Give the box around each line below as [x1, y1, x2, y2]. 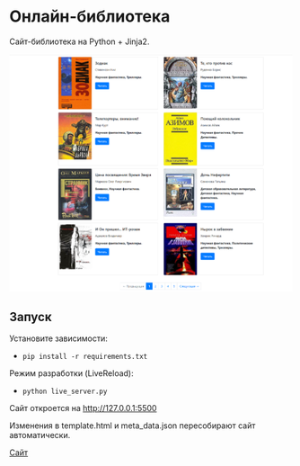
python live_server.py [22, 387, 108, 397]
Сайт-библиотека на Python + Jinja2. [9, 36, 150, 47]
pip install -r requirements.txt [22, 353, 148, 362]
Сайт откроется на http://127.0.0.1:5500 [9, 403, 157, 414]
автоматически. [9, 430, 71, 441]
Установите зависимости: [9, 333, 108, 344]
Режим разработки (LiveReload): [9, 368, 134, 379]
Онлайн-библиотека [9, 6, 171, 27]
